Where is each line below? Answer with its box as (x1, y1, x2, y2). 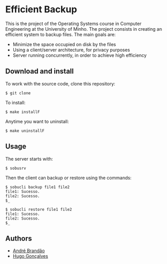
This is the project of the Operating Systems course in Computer (5, 20, 142, 27)
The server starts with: (5, 156, 53, 162)
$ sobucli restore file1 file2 (5, 207, 72, 212)
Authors (5, 234, 32, 243)
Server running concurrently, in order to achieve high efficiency (12, 52, 147, 58)
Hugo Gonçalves (12, 253, 49, 259)
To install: (5, 99, 26, 105)
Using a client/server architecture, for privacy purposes (12, 47, 130, 53)
